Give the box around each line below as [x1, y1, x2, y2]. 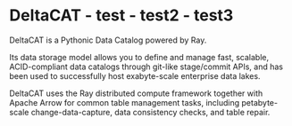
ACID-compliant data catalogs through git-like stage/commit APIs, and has [9, 61, 284, 72]
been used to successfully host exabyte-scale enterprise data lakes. [9, 70, 261, 81]
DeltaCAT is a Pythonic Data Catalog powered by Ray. [9, 35, 207, 45]
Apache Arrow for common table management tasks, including [9, 97, 240, 107]
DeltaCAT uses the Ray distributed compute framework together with [9, 88, 263, 98]
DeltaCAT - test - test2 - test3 [9, 5, 234, 26]
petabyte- [241, 97, 279, 107]
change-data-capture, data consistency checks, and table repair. [30, 106, 271, 117]
